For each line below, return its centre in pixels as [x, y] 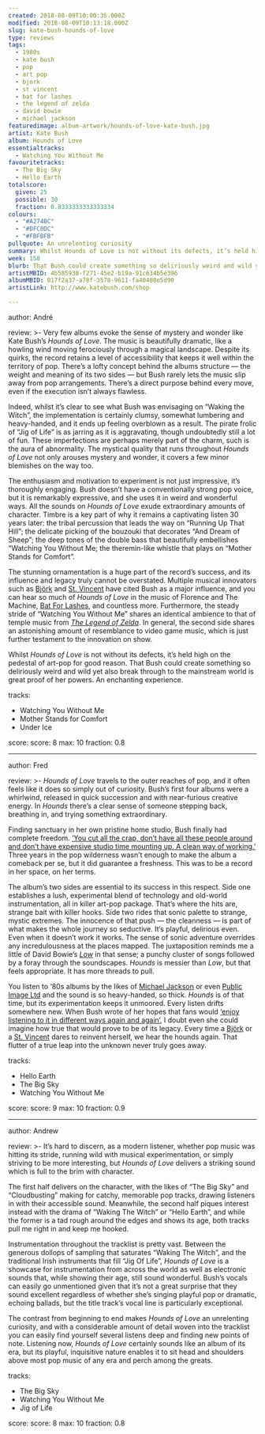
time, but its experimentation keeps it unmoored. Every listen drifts [116, 1003]
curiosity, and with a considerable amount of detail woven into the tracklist [129, 1327]
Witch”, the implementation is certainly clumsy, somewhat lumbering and [126, 415]
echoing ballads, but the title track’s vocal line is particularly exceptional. [126, 1303]
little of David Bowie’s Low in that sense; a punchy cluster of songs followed [131, 954]
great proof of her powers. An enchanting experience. [96, 680]
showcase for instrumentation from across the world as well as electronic [127, 1269]
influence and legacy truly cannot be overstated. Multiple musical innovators [132, 580]
